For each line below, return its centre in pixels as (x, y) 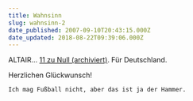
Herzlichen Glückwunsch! (50, 75)
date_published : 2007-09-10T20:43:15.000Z (79, 30)
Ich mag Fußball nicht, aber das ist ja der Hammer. (97, 90)
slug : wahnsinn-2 (37, 23)
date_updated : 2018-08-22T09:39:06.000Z (76, 37)
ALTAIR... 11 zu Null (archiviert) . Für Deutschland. (88, 60)
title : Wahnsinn (35, 15)
